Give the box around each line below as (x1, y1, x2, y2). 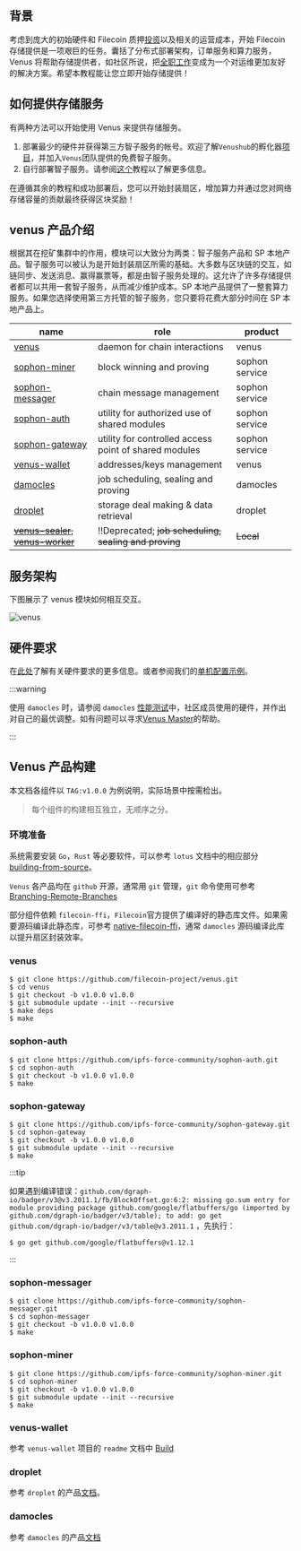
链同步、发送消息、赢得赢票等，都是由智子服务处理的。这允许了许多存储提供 (9, 270, 292, 281)
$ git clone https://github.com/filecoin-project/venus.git (9, 975, 239, 984)
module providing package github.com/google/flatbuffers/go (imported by (9, 1204, 291, 1213)
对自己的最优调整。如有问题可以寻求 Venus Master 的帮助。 (9, 714, 226, 724)
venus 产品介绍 (9, 222, 95, 238)
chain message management (97, 386, 219, 399)
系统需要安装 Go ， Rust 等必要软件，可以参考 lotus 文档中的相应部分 (9, 851, 259, 862)
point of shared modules (97, 444, 201, 456)
